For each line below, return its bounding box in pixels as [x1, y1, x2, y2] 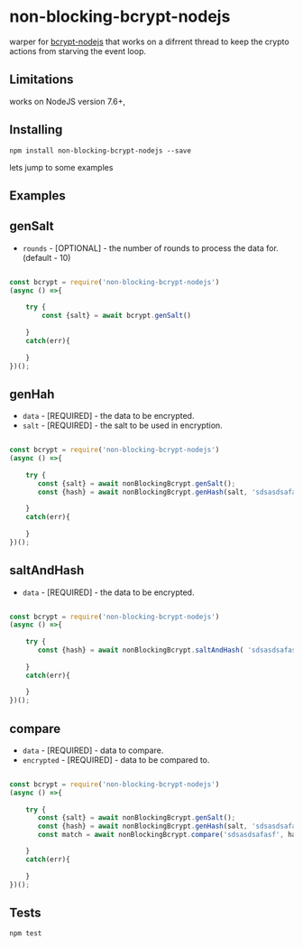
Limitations [9, 72, 74, 88]
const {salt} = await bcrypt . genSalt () [41, 311, 192, 320]
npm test [9, 929, 42, 938]
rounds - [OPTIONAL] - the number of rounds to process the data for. [22, 242, 280, 254]
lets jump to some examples [9, 162, 114, 172]
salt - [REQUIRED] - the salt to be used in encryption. [22, 420, 223, 431]
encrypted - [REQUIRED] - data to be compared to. [22, 754, 210, 765]
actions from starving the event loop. [9, 45, 147, 56]
